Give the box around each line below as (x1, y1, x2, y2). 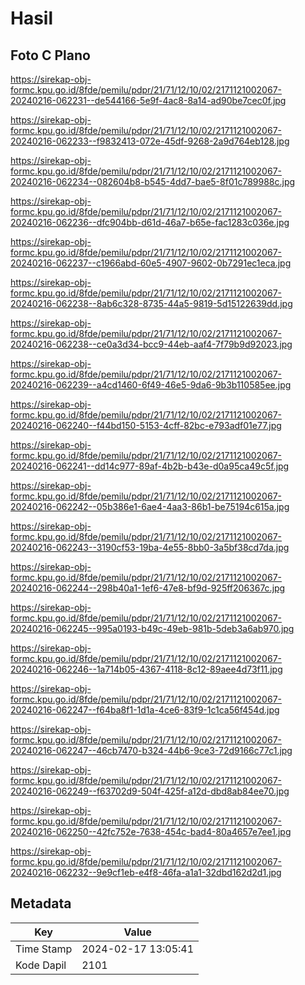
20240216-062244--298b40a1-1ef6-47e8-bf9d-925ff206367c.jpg (10, 582, 286, 594)
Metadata (10, 895, 72, 912)
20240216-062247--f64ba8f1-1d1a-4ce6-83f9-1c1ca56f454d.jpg (10, 704, 280, 716)
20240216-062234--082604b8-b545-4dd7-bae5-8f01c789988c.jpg (10, 176, 296, 187)
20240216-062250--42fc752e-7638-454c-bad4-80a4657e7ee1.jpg (10, 826, 292, 837)
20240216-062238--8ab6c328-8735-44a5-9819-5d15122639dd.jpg (10, 298, 293, 309)
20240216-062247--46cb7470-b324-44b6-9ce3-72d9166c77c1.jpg (10, 745, 293, 756)
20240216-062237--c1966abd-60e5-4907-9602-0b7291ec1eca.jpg (10, 257, 292, 269)
